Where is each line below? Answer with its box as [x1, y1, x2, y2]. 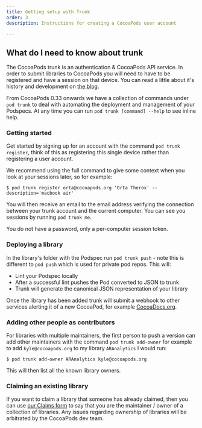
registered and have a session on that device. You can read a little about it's [6, 77, 195, 84]
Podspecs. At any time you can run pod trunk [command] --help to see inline [6, 107, 196, 115]
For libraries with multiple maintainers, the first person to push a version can [6, 332, 196, 339]
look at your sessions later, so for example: [6, 173, 113, 181]
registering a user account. [6, 155, 74, 163]
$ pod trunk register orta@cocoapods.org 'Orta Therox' [6, 185, 150, 191]
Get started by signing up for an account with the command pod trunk [6, 142, 180, 149]
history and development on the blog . [6, 83, 99, 90]
